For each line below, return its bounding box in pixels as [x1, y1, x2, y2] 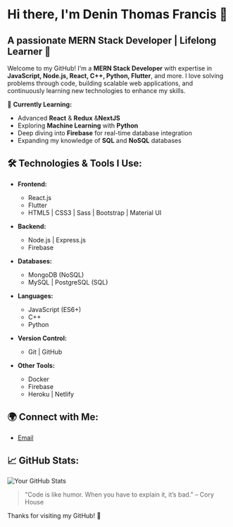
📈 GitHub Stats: [7, 454, 80, 467]
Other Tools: [17, 361, 55, 369]
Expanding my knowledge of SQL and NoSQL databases [17, 137, 182, 144]
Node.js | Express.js [27, 235, 87, 244]
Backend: [17, 222, 46, 230]
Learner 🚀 [7, 45, 51, 57]
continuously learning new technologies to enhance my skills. [7, 87, 186, 94]
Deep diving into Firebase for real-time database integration [17, 129, 192, 137]
